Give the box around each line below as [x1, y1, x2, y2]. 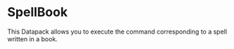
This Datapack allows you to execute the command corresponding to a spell [7, 27, 227, 36]
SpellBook [7, 4, 68, 20]
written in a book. [7, 34, 58, 43]
